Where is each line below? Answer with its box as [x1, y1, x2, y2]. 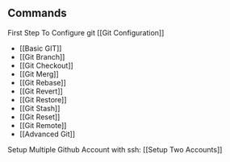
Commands [7, 6, 68, 20]
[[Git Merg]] [19, 69, 60, 79]
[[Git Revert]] [19, 86, 64, 96]
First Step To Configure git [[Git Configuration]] [7, 27, 165, 37]
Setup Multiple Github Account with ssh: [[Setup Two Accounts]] [7, 144, 223, 154]
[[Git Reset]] [19, 112, 61, 122]
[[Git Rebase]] [19, 77, 66, 87]
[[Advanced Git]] [19, 129, 76, 139]
